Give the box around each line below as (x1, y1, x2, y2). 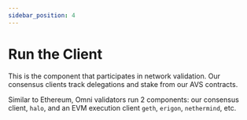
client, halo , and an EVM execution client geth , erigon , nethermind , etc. (8, 103, 237, 112)
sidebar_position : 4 (8, 11, 76, 20)
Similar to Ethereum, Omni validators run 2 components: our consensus (8, 95, 240, 104)
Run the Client (8, 45, 103, 63)
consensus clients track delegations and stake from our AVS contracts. (8, 79, 238, 89)
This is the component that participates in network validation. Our (8, 71, 220, 81)
